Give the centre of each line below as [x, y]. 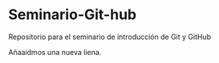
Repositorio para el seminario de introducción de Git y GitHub [109, 37]
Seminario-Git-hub [73, 15]
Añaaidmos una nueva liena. [55, 52]
